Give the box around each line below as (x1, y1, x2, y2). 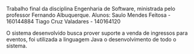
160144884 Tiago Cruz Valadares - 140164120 (6, 18, 121, 25)
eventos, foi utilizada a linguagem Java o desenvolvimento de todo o (6, 36, 177, 43)
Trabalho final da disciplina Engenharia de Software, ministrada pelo (6, 5, 176, 12)
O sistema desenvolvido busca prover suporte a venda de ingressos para (6, 29, 188, 37)
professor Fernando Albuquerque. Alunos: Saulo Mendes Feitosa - (6, 11, 171, 19)
